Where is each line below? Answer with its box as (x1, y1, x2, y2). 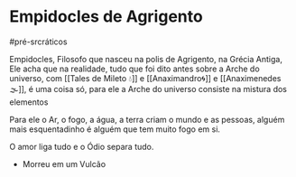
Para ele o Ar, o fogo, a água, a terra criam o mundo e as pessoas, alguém (9, 114, 285, 125)
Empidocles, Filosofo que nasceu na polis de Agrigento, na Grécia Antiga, (9, 53, 282, 64)
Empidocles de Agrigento (9, 6, 203, 27)
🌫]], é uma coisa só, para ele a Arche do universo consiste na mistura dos (9, 83, 287, 94)
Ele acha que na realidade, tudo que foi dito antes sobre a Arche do (9, 63, 260, 74)
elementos (9, 97, 49, 107)
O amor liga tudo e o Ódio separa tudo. (9, 141, 154, 152)
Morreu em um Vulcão (22, 158, 106, 169)
